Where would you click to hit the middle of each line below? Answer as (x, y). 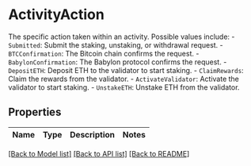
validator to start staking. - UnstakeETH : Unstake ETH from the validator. (124, 87)
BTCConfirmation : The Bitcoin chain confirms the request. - (104, 53)
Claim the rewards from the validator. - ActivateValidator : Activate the (124, 79)
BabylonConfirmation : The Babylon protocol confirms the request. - (118, 62)
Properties (35, 112)
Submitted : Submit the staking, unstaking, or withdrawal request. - (116, 44)
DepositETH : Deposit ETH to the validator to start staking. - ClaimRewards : (126, 70)
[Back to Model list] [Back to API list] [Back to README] (99, 153)
